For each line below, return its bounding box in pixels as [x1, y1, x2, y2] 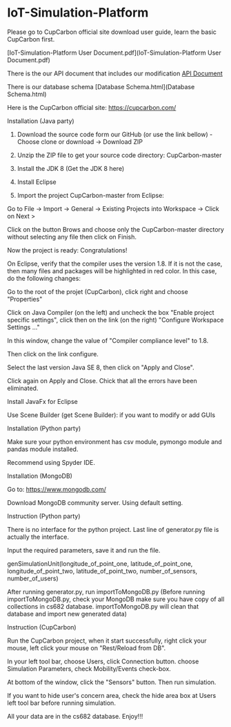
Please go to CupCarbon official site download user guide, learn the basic [7, 28, 217, 36]
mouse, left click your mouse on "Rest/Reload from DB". [7, 643, 166, 652]
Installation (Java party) [7, 116, 74, 125]
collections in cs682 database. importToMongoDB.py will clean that [7, 602, 199, 610]
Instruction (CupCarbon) [7, 623, 77, 631]
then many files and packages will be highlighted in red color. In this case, [7, 266, 217, 275]
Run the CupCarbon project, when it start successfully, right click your [7, 636, 207, 645]
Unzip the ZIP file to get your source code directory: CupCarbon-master [17, 151, 222, 159]
